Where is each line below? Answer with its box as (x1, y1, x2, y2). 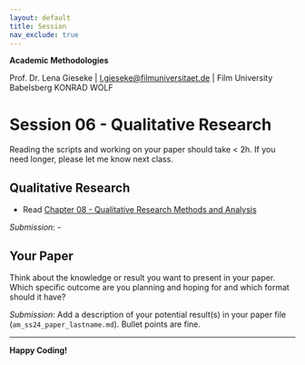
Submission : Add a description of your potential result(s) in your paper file (9, 309, 287, 320)
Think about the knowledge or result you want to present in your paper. (9, 271, 276, 282)
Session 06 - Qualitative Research (9, 114, 272, 134)
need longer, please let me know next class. (9, 153, 174, 164)
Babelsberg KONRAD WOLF (9, 83, 113, 94)
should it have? (9, 291, 66, 302)
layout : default (9, 13, 71, 23)
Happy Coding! (9, 344, 68, 355)
